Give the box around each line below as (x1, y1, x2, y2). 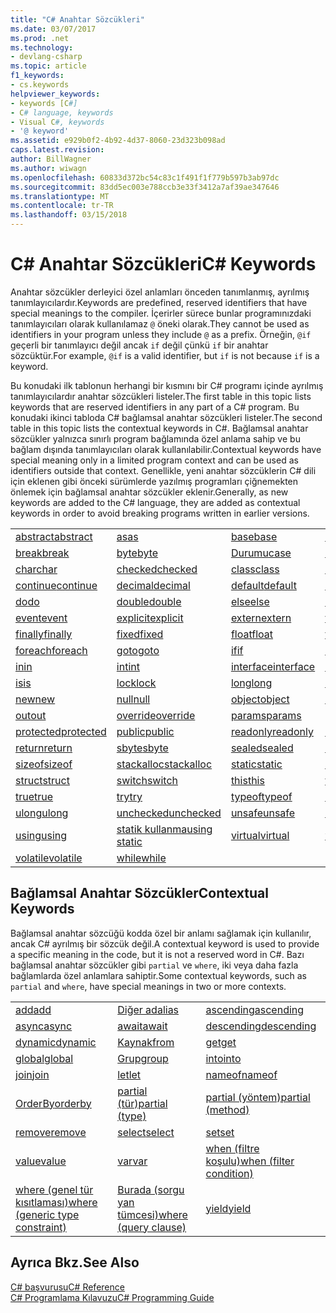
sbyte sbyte (116, 741, 169, 755)
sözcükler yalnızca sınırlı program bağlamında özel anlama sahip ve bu (10, 432, 301, 445)
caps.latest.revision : (10, 145, 105, 155)
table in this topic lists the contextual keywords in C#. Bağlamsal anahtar (10, 422, 309, 434)
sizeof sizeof (15, 757, 73, 771)
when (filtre (205, 1141, 260, 1155)
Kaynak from (117, 1035, 175, 1049)
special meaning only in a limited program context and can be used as (10, 454, 299, 466)
